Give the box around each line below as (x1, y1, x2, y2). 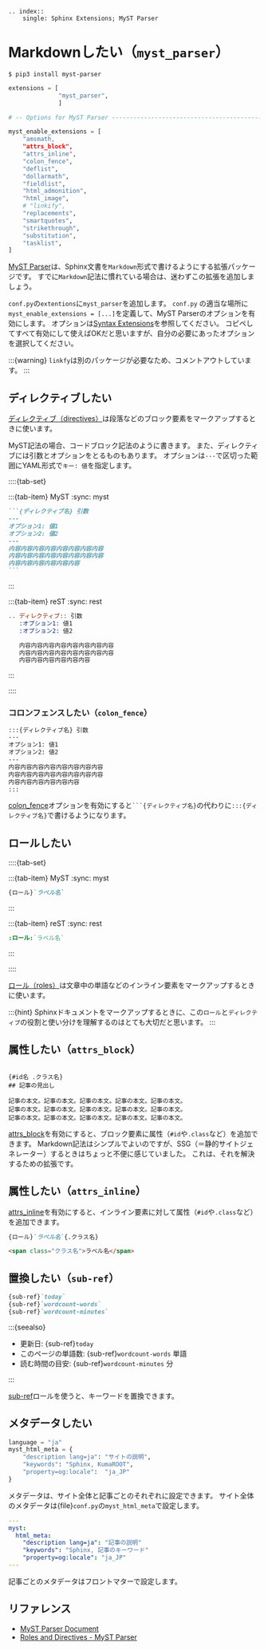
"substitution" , (22, 231, 77, 239)
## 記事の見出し (8, 1081, 55, 1089)
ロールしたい (8, 836, 72, 849)
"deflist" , (22, 164, 59, 173)
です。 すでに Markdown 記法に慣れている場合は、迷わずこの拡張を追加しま (14, 272, 255, 282)
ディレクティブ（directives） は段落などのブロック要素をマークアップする (8, 414, 250, 423)
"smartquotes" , (22, 216, 73, 225)
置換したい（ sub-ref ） (8, 1271, 120, 1285)
